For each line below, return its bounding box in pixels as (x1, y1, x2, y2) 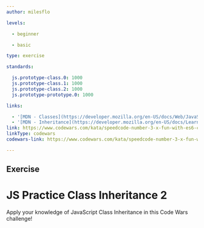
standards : (6, 64, 34, 70)
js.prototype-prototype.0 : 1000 (12, 92, 94, 98)
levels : (6, 19, 26, 26)
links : (6, 103, 23, 109)
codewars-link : (6, 136, 45, 142)
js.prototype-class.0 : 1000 (12, 75, 83, 81)
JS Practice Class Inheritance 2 (6, 188, 168, 202)
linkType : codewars (6, 131, 56, 137)
